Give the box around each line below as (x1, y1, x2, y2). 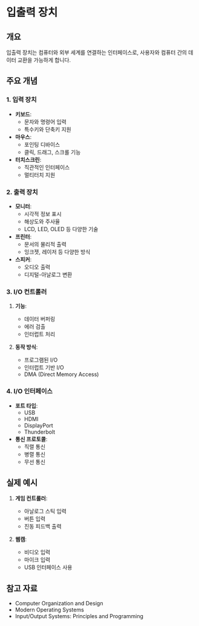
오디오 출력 (24, 263, 50, 271)
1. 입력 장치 (6, 95, 37, 104)
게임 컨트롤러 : (15, 495, 48, 502)
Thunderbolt (24, 428, 56, 436)
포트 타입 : (15, 402, 38, 409)
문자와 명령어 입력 (24, 118, 67, 125)
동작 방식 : (15, 343, 38, 351)
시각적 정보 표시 (24, 210, 62, 217)
